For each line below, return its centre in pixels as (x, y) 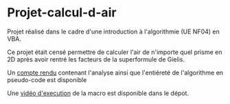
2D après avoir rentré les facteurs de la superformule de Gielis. (96, 59)
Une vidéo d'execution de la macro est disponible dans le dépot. (98, 93)
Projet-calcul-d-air (62, 13)
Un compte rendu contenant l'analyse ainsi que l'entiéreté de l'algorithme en (115, 73)
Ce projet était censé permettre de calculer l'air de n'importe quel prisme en (115, 52)
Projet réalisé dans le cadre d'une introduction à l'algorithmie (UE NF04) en (113, 31)
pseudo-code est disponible (47, 79)
